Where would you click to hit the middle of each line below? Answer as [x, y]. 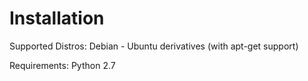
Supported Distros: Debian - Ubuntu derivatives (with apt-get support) [154, 46]
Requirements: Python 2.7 [62, 65]
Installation [57, 18]
